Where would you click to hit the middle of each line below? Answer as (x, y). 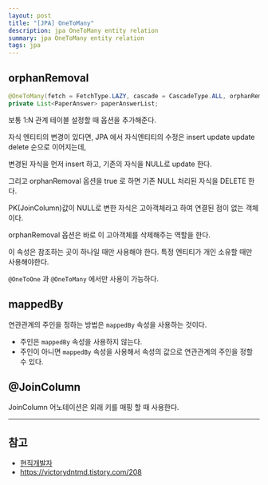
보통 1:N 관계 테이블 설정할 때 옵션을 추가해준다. (83, 120)
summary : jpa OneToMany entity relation (77, 38)
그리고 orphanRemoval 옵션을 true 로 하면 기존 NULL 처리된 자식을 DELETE (127, 181)
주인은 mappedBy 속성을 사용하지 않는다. (81, 341)
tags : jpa (25, 46)
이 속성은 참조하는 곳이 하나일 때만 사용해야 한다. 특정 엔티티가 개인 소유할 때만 (130, 252)
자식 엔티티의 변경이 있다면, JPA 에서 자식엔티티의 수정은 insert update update (132, 137)
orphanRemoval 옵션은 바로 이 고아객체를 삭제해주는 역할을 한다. (110, 235)
